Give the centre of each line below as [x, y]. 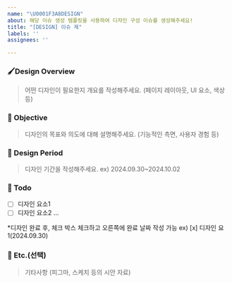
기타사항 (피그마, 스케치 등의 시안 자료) [78, 272]
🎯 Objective [28, 118]
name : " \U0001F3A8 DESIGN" [45, 14]
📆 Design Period [35, 152]
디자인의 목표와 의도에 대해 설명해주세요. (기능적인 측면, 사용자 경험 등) [122, 134]
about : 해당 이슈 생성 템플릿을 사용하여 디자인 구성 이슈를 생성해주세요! [100, 20]
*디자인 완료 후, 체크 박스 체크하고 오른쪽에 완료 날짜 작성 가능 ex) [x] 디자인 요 [116, 228]
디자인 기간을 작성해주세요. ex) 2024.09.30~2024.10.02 [103, 169]
